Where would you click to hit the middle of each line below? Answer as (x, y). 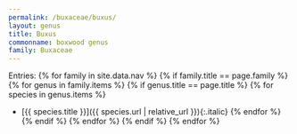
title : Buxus (33, 34)
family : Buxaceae (41, 51)
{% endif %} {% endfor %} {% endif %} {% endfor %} (120, 122)
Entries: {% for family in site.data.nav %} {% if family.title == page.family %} (148, 75)
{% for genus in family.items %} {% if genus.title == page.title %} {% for (141, 85)
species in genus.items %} (57, 95)
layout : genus (35, 26)
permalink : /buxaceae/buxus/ (62, 17)
